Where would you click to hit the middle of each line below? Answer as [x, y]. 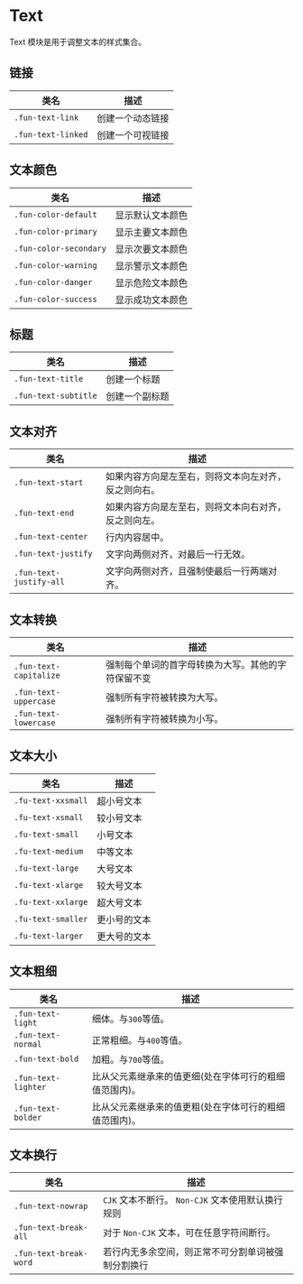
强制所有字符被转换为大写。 [165, 697]
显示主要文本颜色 [151, 232]
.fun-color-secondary [60, 248]
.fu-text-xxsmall [51, 800]
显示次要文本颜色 [151, 249]
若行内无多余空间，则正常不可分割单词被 [188, 1252]
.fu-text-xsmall [49, 817]
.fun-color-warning [55, 265]
